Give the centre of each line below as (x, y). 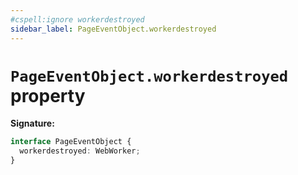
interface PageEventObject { (71, 142)
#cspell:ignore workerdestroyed (77, 19)
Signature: (32, 123)
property (48, 95)
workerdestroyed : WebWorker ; (80, 151)
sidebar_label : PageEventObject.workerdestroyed (113, 29)
